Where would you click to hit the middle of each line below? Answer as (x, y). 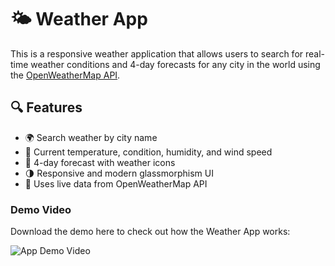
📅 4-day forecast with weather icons (100, 162)
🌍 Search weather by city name (91, 137)
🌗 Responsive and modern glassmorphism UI (119, 173)
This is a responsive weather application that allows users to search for (157, 53)
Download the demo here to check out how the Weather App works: (150, 232)
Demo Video (41, 209)
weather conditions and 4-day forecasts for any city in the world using (175, 64)
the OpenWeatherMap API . (65, 75)
